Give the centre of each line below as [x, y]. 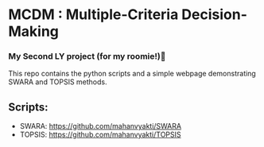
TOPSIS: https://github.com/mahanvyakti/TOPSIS [100, 135]
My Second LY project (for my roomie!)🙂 [87, 56]
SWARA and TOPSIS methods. [58, 82]
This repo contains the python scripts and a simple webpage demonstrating [132, 74]
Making [34, 31]
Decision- [215, 15]
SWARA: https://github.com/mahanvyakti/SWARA [100, 126]
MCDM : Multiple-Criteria [93, 15]
